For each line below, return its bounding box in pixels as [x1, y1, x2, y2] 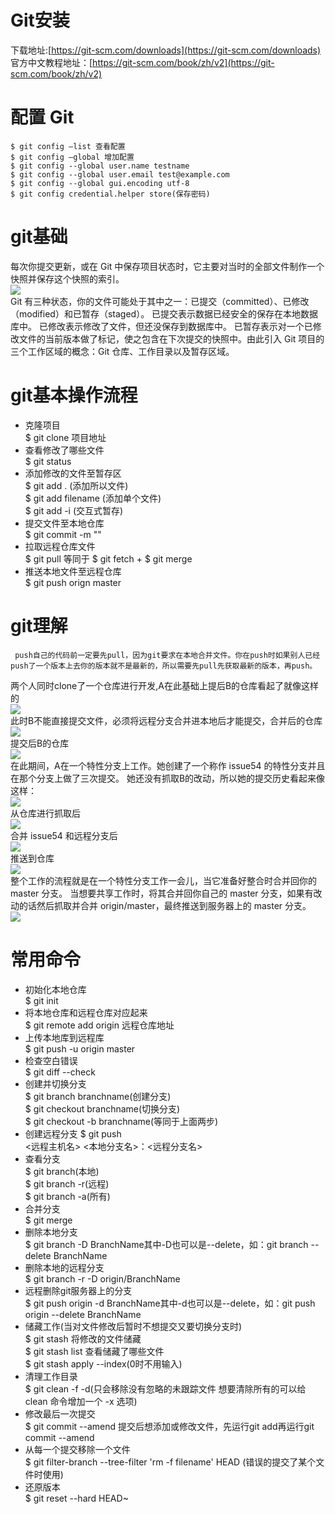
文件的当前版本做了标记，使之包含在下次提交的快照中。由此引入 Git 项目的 [18, 332, 325, 345]
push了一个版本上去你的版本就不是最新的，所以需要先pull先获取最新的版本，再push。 [10, 661, 318, 671]
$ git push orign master [24, 576, 122, 588]
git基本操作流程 [10, 384, 138, 406]
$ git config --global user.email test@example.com [10, 169, 230, 180]
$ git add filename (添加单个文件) [24, 492, 162, 504]
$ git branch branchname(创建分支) [24, 1090, 172, 1102]
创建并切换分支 [24, 1077, 87, 1090]
